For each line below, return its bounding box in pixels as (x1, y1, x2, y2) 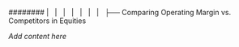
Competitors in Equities (8, 16, 87, 25)
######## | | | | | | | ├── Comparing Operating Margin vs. (8, 8, 232, 17)
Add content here (8, 32, 67, 41)
